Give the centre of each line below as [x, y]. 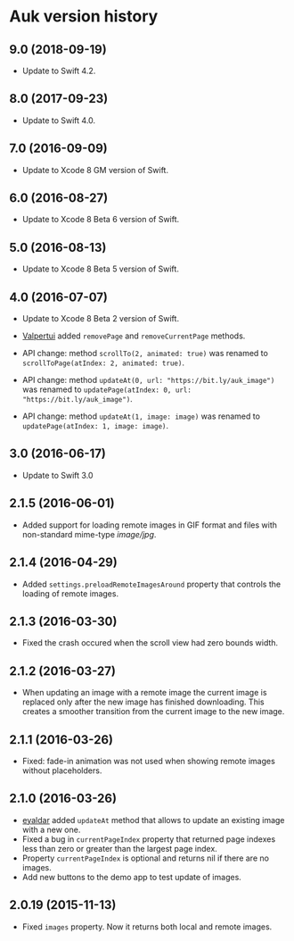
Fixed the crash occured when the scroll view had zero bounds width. [150, 643]
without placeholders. [62, 770]
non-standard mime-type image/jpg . [89, 534]
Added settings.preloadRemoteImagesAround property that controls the [151, 584]
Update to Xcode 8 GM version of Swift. [95, 170]
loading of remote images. [70, 593]
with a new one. [51, 829]
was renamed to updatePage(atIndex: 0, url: [106, 389]
